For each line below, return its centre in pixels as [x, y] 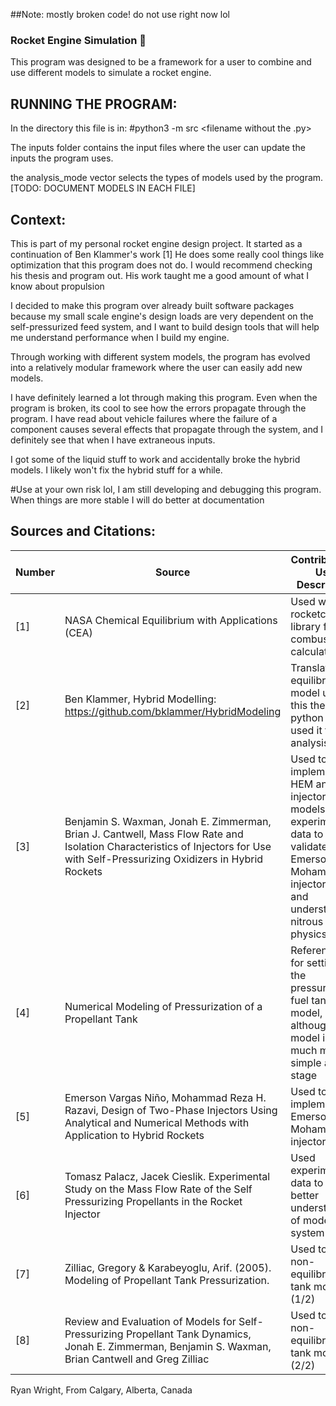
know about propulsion [57, 286]
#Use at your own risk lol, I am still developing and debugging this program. [166, 489]
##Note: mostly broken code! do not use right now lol [120, 14]
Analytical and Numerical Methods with [157, 1122]
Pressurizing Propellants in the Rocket [153, 1201]
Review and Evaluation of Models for [150, 1321]
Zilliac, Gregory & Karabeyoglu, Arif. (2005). [168, 1267]
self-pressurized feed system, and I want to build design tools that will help [165, 326]
